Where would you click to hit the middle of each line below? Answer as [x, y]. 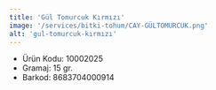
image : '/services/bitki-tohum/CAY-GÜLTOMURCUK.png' [109, 26]
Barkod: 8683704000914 [68, 78]
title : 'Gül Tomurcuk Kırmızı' [67, 17]
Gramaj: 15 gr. [47, 68]
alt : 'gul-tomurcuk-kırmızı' [63, 34]
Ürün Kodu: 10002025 [63, 59]
